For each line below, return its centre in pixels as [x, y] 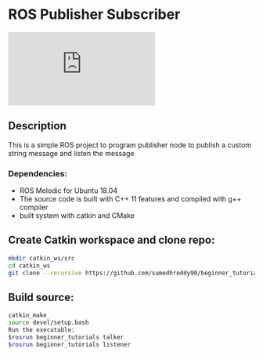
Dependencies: [38, 173]
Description [37, 126]
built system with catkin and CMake [77, 216]
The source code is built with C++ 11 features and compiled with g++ [130, 199]
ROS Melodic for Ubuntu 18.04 [68, 191]
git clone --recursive [45, 273]
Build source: [41, 297]
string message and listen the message [71, 153]
